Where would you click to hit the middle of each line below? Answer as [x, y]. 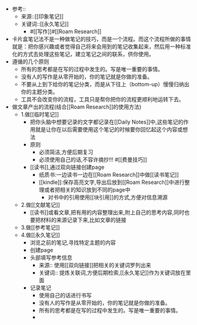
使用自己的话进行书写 [65, 295]
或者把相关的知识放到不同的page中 [87, 190]
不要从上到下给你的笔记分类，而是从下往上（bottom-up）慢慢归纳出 [105, 84]
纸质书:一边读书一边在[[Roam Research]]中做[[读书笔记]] [109, 175]
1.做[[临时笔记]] [40, 114]
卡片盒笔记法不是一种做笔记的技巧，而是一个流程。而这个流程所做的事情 [101, 39]
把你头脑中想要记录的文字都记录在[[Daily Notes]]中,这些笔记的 [107, 122]
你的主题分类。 [39, 92]
